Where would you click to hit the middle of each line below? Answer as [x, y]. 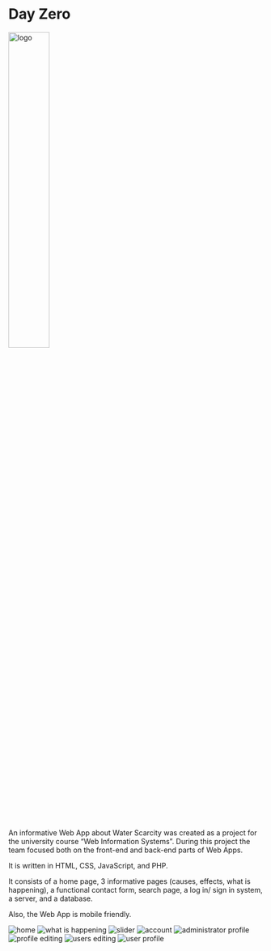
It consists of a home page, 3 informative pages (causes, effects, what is [129, 881]
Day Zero [40, 14]
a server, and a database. [51, 898]
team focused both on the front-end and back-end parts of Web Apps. [126, 850]
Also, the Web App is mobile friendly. [70, 914]
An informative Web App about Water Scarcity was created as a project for [133, 832]
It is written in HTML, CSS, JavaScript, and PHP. [88, 865]
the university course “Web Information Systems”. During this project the [129, 841]
